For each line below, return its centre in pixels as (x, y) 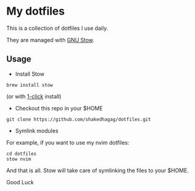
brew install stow (30, 85)
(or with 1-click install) (34, 96)
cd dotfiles (21, 154)
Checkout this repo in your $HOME (59, 108)
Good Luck (20, 182)
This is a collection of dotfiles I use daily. (57, 28)
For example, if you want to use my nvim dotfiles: (68, 142)
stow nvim (19, 159)
